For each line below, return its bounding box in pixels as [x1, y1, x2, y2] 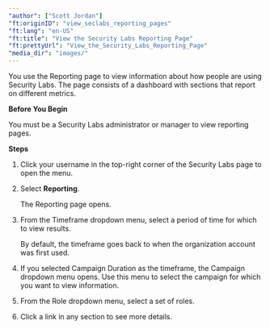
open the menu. [19, 169, 74, 177]
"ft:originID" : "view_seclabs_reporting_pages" [8, 19, 172, 27]
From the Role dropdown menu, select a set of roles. [19, 296, 196, 306]
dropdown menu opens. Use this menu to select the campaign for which [19, 272, 261, 281]
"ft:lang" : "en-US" [8, 27, 74, 35]
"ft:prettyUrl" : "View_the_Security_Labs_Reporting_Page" [8, 42, 208, 50]
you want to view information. [19, 281, 120, 290]
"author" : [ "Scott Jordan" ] [8, 11, 103, 20]
